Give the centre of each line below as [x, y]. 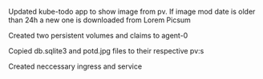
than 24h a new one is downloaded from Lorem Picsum [99, 20]
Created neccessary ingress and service [75, 66]
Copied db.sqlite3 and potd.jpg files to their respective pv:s [106, 51]
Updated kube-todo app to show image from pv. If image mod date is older [132, 12]
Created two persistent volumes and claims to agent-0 [98, 36]
